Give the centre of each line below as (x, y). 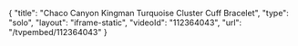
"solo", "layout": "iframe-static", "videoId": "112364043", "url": (125, 23)
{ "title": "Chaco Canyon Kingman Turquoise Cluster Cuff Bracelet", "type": (149, 13)
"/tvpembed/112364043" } (58, 32)
